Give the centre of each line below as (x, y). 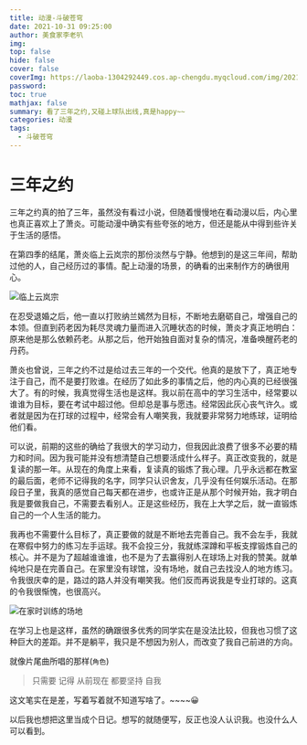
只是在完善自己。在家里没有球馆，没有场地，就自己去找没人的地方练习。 (161, 569)
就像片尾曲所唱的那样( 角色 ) (59, 661)
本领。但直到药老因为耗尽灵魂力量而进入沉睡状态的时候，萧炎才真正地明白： (153, 327)
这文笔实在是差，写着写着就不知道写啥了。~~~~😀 (104, 699)
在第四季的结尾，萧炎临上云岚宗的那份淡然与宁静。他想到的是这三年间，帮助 (153, 254)
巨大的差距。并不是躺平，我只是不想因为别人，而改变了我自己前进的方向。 (157, 642)
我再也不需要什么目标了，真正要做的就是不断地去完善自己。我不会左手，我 (149, 534)
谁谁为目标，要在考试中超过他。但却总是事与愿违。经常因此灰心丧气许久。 (149, 404)
